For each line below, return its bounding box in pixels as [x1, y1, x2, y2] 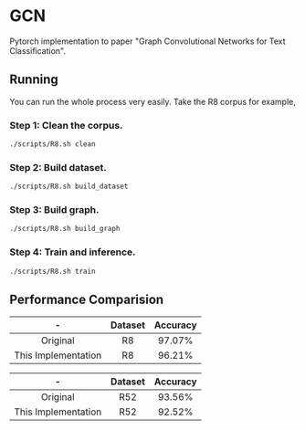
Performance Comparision [9, 291, 164, 307]
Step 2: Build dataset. [9, 161, 107, 173]
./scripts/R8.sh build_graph [9, 225, 121, 234]
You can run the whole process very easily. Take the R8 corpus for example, [9, 96, 297, 107]
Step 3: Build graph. [9, 204, 100, 216]
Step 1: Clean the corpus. [9, 119, 123, 131]
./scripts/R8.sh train [9, 267, 96, 276]
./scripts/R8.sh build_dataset [9, 182, 129, 192]
